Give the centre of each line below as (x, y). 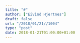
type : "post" (19, 28)
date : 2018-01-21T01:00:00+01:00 (40, 33)
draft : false (19, 19)
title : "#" (17, 10)
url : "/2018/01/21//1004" (32, 23)
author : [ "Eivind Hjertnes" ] (36, 14)
